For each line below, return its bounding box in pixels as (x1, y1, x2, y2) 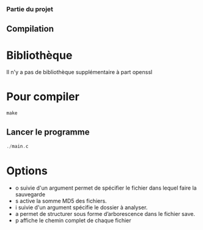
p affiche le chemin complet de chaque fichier (15, 217, 131, 224)
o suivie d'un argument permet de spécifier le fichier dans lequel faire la (15, 184, 197, 191)
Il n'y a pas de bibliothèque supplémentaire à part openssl (6, 69, 153, 76)
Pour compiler (6, 90, 79, 104)
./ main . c (6, 143, 29, 149)
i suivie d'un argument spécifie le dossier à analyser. (15, 204, 148, 211)
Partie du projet (6, 5, 54, 13)
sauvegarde (15, 190, 46, 198)
